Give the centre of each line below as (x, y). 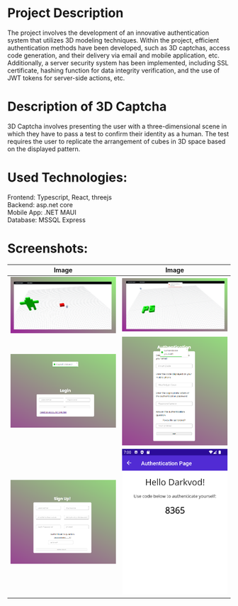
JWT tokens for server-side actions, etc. (66, 78)
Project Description (66, 13)
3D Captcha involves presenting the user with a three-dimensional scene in (117, 126)
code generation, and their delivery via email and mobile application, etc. (113, 55)
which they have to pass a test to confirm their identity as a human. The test (118, 133)
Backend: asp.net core (40, 204)
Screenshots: (48, 248)
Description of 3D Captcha (87, 107)
